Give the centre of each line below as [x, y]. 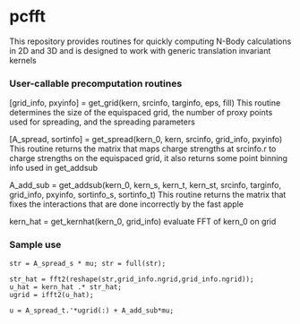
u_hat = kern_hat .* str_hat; [66, 287]
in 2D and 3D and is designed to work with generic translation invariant [140, 50]
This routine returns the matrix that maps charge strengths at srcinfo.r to [143, 149]
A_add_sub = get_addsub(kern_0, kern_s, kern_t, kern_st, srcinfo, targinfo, [146, 185]
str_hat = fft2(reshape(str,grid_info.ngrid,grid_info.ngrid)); [132, 279]
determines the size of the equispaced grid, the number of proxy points [141, 113]
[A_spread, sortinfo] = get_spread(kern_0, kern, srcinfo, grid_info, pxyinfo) [146, 140]
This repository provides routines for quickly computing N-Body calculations [150, 41]
